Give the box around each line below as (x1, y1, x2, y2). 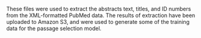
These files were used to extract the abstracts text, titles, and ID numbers (6, 6, 191, 12)
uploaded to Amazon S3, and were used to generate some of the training (6, 18, 190, 25)
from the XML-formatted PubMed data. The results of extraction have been (6, 12, 196, 19)
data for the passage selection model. (6, 25, 102, 32)
